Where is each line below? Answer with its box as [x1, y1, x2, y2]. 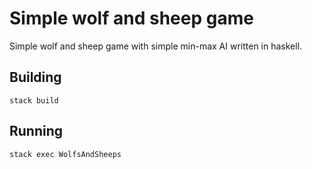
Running [9, 123, 64, 140]
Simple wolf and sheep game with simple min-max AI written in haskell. [9, 40, 303, 52]
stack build [9, 95, 59, 106]
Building [9, 69, 62, 86]
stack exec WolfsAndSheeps [9, 149, 122, 159]
